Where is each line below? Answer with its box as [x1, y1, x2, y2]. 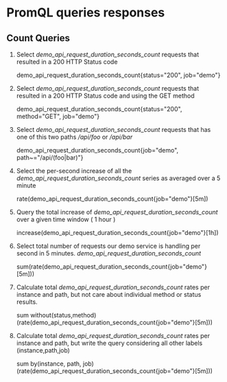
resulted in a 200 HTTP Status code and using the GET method [16, 91, 195, 100]
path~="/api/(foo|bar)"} [16, 153, 84, 161]
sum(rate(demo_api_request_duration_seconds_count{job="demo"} [16, 262, 207, 271]
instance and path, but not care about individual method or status [16, 291, 202, 298]
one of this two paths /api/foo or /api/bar [16, 133, 133, 141]
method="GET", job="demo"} [16, 112, 100, 120]
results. [16, 297, 38, 306]
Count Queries [6, 32, 70, 44]
